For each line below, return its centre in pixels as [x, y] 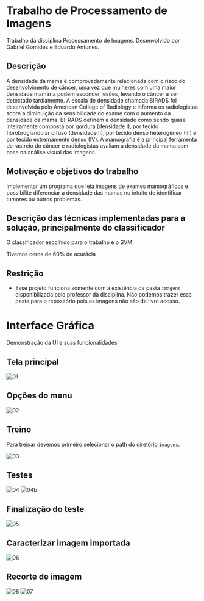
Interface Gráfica [50, 326]
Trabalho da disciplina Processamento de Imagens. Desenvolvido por [93, 40]
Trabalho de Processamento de [87, 11]
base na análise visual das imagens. [51, 152]
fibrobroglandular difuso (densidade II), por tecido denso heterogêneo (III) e [101, 132]
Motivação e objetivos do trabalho [72, 171]
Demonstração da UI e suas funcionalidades [62, 343]
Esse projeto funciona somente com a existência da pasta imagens [98, 288]
